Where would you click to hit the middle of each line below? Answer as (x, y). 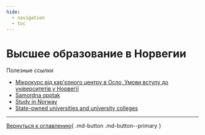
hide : (13, 12)
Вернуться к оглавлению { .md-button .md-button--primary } (84, 126)
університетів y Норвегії (47, 89)
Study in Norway (36, 102)
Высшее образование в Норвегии (96, 53)
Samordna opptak (38, 95)
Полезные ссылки (30, 70)
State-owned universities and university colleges (77, 108)
